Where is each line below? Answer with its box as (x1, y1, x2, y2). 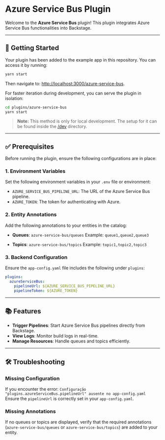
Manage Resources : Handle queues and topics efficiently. (12, 338, 131, 344)
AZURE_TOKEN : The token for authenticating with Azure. (12, 199, 121, 205)
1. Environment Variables (5, 168, 66, 175)
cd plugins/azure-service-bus (5, 105, 67, 110)
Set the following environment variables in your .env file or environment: (5, 179, 151, 185)
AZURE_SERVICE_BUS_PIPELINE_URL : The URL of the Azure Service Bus (12, 189, 150, 194)
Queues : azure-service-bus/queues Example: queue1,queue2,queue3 (12, 232, 149, 238)
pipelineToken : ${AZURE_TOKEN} (14, 288, 78, 293)
